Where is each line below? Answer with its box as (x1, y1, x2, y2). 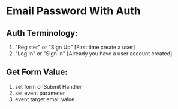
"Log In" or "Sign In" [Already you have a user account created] (14, 50, 173, 57)
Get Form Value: (6, 67, 68, 77)
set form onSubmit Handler (14, 83, 82, 90)
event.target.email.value (14, 95, 75, 102)
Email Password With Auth (6, 4, 141, 18)
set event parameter (14, 89, 65, 96)
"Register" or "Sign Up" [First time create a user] (14, 43, 135, 51)
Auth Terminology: (6, 28, 78, 38)
